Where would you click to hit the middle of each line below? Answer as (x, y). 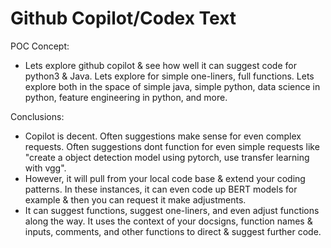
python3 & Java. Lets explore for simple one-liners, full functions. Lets (169, 76)
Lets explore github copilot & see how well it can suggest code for (160, 65)
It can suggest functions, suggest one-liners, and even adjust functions (172, 210)
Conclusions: (37, 116)
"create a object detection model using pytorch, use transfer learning (167, 157)
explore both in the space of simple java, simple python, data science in (172, 86)
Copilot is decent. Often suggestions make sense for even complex (163, 136)
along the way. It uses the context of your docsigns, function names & (168, 221)
